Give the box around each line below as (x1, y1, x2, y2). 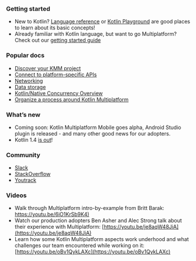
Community (6, 151, 40, 159)
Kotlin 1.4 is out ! (14, 136, 53, 143)
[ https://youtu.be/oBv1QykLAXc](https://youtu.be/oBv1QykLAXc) (14, 248, 171, 255)
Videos (6, 191, 27, 199)
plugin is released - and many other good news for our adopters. (14, 130, 171, 137)
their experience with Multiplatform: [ (14, 223, 104, 231)
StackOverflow (14, 171, 51, 178)
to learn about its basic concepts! (14, 24, 95, 31)
